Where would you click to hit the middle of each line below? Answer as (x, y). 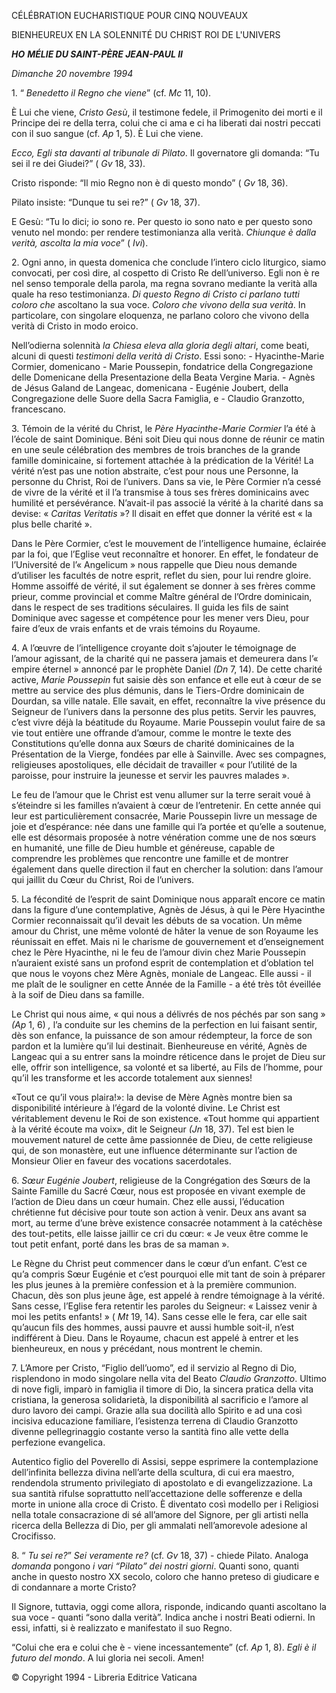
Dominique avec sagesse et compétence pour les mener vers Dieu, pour (160, 618)
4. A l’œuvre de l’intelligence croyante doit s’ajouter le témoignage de (154, 648)
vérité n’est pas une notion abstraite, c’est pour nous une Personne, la (155, 471)
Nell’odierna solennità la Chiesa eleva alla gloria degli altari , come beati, (160, 345)
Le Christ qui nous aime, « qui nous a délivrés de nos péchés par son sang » (168, 1014)
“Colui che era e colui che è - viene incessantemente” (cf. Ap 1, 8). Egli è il (164, 1647)
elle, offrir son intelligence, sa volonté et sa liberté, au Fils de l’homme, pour (167, 1067)
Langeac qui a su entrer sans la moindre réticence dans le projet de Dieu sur (168, 1056)
